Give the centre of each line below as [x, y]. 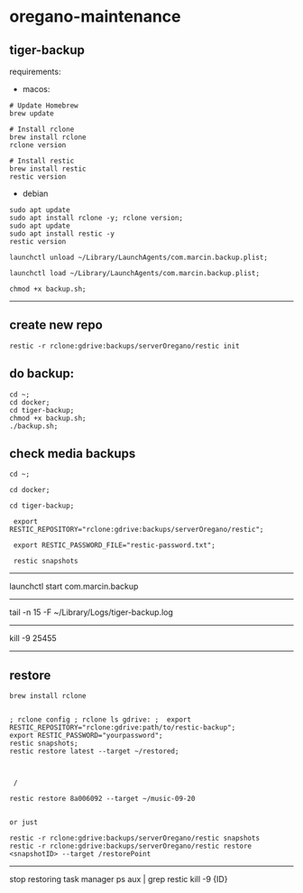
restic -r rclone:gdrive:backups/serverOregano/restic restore [131, 846]
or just [24, 823]
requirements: [35, 71]
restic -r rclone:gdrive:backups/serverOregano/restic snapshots [134, 838]
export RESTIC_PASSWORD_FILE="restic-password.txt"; [115, 545]
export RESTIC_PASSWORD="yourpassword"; [87, 736]
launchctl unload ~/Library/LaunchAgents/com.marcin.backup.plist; [139, 257]
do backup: [42, 373]
